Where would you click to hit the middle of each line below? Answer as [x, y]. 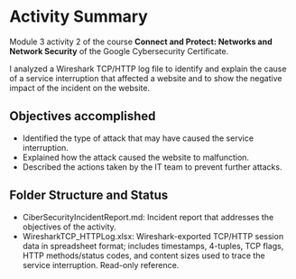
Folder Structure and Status [89, 195]
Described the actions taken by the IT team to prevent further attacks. [152, 167]
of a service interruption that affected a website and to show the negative [146, 78]
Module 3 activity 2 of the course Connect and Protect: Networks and [141, 42]
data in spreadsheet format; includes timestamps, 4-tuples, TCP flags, [153, 246]
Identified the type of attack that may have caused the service [138, 138]
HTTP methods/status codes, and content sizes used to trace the [143, 256]
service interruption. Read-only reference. [101, 265]
